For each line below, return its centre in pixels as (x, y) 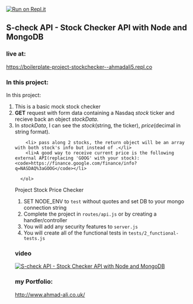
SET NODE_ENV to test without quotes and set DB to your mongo (104, 201)
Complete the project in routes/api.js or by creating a (90, 214)
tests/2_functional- (153, 233)
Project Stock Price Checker (49, 190)
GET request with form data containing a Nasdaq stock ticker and (94, 113)
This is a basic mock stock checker (57, 106)
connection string (45, 207)
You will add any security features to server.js (81, 226)
